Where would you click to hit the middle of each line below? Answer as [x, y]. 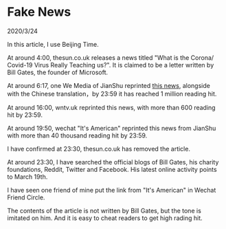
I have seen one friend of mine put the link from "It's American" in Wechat [112, 190]
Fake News [39, 12]
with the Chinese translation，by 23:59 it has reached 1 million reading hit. [112, 94]
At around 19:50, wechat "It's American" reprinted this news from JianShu [112, 128]
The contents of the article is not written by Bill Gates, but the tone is [104, 210]
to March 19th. [27, 177]
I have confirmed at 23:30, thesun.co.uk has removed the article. [99, 149]
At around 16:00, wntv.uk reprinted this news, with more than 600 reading [111, 107]
